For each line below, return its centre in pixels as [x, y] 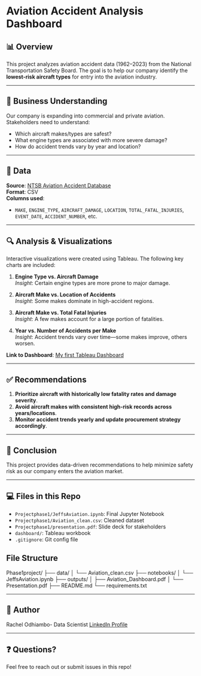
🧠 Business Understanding [57, 101]
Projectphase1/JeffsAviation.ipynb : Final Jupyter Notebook [89, 513]
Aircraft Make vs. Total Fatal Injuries [60, 313]
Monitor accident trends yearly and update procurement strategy [98, 420]
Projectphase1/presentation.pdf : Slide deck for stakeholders [90, 527]
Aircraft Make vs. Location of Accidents [65, 295]
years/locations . [36, 413]
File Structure [32, 558]
